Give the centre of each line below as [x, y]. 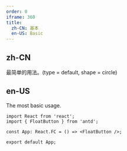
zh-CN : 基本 [25, 28]
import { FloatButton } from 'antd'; [52, 122]
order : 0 [17, 12]
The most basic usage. [34, 105]
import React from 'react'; [41, 116]
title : [14, 22]
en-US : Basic [27, 34]
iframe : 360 [21, 17]
